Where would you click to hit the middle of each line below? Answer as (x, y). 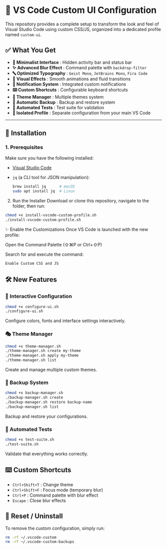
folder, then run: (29, 206)
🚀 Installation (26, 133)
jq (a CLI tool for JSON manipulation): (51, 178)
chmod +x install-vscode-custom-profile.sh (51, 215)
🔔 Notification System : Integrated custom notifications (69, 84)
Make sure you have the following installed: (49, 158)
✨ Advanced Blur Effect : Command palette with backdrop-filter (79, 67)
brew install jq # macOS (44, 186)
